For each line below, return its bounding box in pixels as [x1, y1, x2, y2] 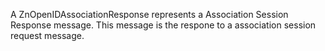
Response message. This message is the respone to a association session [10, 19, 317, 31]
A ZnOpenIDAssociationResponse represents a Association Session [10, 9, 289, 20]
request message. [10, 30, 85, 41]
